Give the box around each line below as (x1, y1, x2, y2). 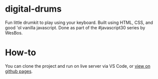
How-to (5, 47, 36, 58)
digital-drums (5, 3, 62, 15)
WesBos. (5, 30, 23, 36)
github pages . (5, 68, 33, 74)
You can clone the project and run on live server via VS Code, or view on (5, 63, 151, 69)
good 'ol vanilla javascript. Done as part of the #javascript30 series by (5, 24, 145, 30)
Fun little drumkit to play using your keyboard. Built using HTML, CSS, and (5, 20, 153, 25)
